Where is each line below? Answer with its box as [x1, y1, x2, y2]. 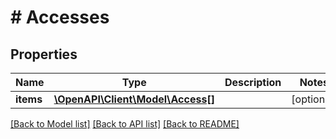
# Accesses [10, 6, 110, 29]
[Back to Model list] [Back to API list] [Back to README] [10, 118, 240, 130]
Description [224, 76, 282, 89]
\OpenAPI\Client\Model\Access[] [53, 92, 215, 106]
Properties [10, 46, 78, 63]
